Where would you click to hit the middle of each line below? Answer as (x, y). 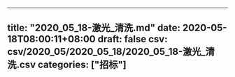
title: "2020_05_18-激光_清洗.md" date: (94, 28)
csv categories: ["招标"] (73, 65)
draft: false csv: (133, 39)
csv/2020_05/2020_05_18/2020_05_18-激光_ (106, 52)
